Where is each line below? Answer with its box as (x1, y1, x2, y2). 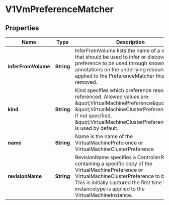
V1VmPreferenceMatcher (5, 4, 114, 15)
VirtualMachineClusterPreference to (74, 173, 160, 180)
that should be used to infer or (74, 54, 146, 60)
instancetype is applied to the (74, 185, 145, 192)
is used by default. (74, 125, 119, 132)
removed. (74, 79, 98, 85)
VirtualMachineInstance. (74, 192, 133, 198)
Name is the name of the (74, 133, 133, 140)
